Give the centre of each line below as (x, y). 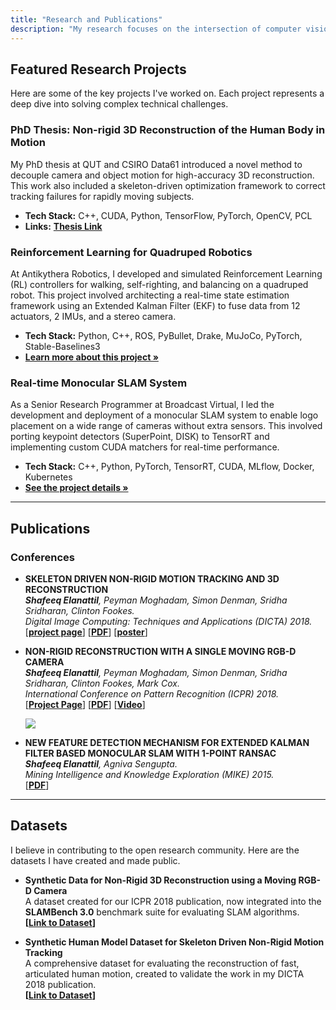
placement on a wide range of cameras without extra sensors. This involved (166, 426)
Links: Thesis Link (63, 226)
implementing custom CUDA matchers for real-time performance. (145, 447)
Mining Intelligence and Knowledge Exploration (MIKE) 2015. (149, 774)
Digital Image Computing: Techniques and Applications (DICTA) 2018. (168, 621)
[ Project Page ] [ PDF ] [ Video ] (85, 704)
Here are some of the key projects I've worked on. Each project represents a (167, 93)
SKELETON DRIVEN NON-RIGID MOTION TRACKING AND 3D (152, 578)
